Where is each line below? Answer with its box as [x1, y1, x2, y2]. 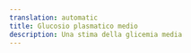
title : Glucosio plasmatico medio [9, 22, 139, 31]
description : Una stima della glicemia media [9, 30, 182, 39]
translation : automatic [9, 13, 99, 22]
